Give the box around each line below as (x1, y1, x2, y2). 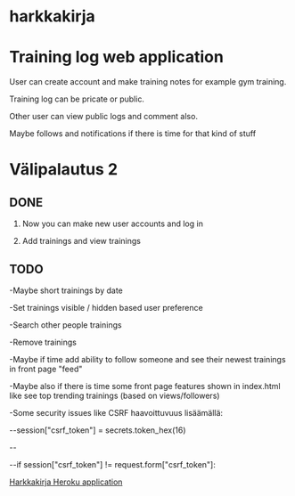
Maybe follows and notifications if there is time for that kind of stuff (9, 128, 257, 139)
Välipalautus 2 (9, 159, 119, 180)
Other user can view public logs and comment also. (9, 111, 199, 122)
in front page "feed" (9, 363, 83, 374)
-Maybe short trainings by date (9, 285, 123, 296)
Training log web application (9, 47, 225, 68)
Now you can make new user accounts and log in (21, 218, 203, 229)
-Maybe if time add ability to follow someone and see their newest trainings (9, 354, 287, 364)
